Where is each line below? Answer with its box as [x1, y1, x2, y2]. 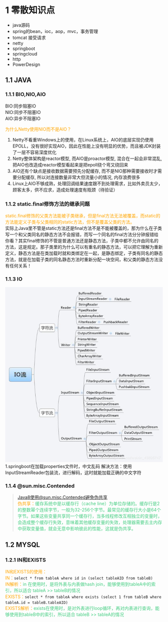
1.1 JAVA [5, 76, 31, 84]
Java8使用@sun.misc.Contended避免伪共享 [17, 494, 107, 500]
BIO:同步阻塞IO [5, 103, 36, 109]
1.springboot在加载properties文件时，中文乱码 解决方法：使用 [5, 463, 132, 469]
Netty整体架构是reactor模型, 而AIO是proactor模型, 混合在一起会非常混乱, [12, 155, 162, 161]
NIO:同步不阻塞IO [5, 109, 41, 115]
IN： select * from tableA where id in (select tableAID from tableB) [5, 574, 153, 580]
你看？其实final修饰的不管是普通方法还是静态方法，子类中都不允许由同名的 [5, 237, 159, 243]
